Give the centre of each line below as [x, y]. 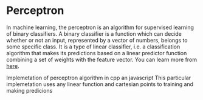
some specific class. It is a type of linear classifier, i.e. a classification [93, 47]
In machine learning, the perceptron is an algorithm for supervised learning [100, 27]
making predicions [29, 90]
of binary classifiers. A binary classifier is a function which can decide [94, 33]
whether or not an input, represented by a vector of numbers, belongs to [97, 40]
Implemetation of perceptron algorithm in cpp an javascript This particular [99, 78]
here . [13, 66]
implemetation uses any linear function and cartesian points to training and [100, 84]
